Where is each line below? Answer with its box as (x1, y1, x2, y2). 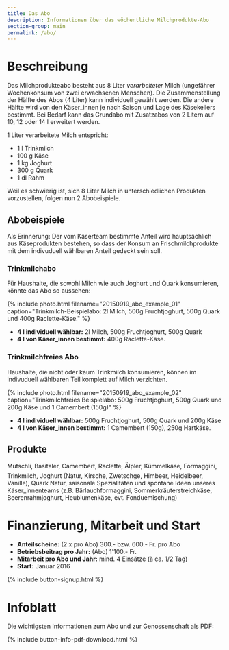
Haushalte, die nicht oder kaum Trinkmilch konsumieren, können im (7, 368, 197, 376)
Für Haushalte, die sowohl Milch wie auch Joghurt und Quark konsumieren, (7, 279, 219, 288)
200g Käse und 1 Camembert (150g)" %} (7, 402, 122, 411)
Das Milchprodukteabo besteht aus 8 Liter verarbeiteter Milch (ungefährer (7, 82, 215, 90)
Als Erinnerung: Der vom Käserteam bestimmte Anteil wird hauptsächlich (7, 232, 212, 240)
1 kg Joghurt (16, 159, 53, 167)
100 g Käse (16, 152, 49, 160)
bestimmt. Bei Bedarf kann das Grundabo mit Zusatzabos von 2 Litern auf (7, 110, 215, 119)
